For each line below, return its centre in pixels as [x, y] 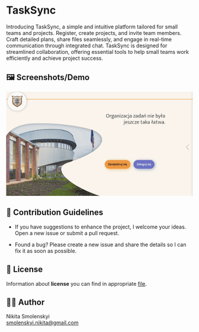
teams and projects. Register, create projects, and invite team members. [94, 33]
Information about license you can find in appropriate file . [76, 283]
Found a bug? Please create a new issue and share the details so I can [100, 244]
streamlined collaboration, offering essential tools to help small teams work [98, 51]
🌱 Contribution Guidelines [55, 213]
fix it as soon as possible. [46, 251]
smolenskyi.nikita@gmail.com [42, 323]
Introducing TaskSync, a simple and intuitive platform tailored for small [92, 27]
